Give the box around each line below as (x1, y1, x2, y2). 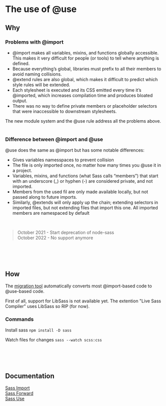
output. (12, 98, 27, 104)
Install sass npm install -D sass (5, 327, 72, 333)
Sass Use (5, 395, 25, 401)
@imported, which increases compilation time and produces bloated (12, 92, 153, 98)
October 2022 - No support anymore (17, 235, 93, 241)
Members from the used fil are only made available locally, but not (12, 189, 149, 195)
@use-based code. (5, 288, 45, 294)
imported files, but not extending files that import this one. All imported (12, 205, 158, 211)
